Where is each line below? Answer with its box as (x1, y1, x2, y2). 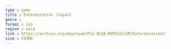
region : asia (5, 27, 36, 32)
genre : (5, 17, 22, 22)
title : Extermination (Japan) (5, 12, 72, 17)
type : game (5, 7, 31, 13)
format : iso (5, 21, 33, 27)
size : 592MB (5, 36, 33, 41)
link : (5, 31, 19, 36)
